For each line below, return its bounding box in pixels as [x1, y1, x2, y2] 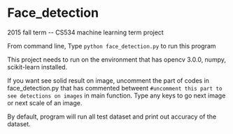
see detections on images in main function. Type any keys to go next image [7, 91, 226, 100]
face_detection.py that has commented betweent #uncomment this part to [7, 83, 223, 92]
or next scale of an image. [7, 98, 83, 107]
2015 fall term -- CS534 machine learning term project [7, 28, 164, 36]
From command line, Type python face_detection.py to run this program [7, 41, 216, 50]
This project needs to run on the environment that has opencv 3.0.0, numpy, [7, 55, 226, 64]
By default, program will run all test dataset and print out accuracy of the [7, 112, 217, 121]
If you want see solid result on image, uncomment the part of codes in [7, 76, 210, 85]
